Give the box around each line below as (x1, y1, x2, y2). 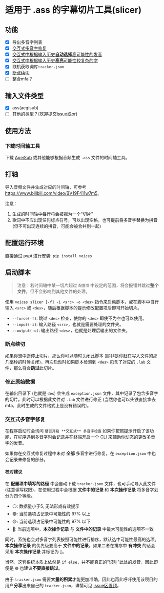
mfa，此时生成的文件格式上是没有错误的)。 (5, 403, 92, 409)
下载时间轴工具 (5, 143, 41, 149)
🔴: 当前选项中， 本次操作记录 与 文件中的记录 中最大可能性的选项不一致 (12, 526, 154, 532)
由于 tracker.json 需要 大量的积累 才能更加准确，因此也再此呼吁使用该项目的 (5, 576, 158, 582)
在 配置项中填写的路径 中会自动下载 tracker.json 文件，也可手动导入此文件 (5, 480, 156, 486)
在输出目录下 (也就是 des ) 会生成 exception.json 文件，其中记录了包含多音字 (5, 390, 159, 396)
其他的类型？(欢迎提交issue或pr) (12, 111, 78, 117)
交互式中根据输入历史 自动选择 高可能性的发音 (12, 52, 102, 58)
